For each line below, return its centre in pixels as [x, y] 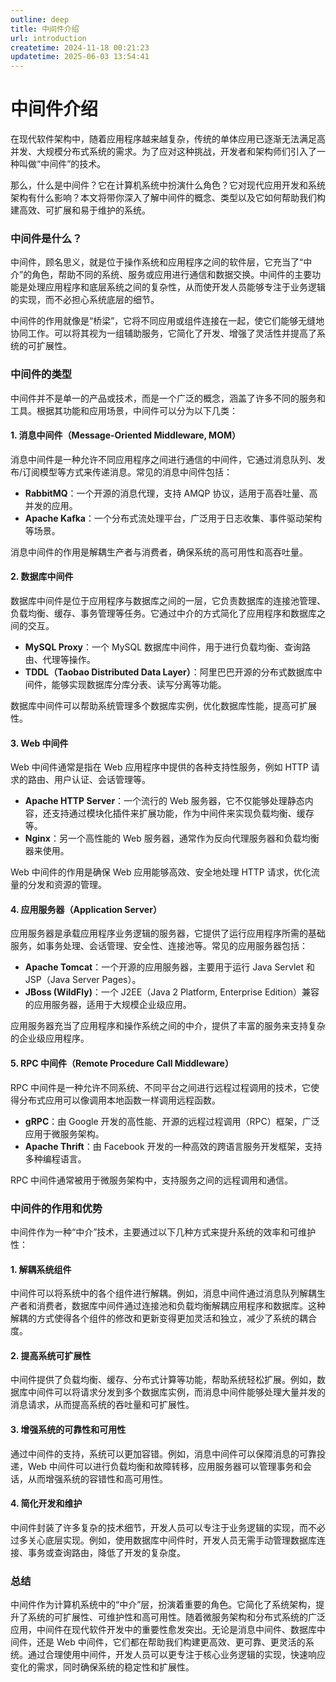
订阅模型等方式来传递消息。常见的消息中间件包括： [127, 472]
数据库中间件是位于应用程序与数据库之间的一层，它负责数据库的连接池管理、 [168, 601]
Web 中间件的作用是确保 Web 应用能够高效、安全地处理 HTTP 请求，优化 [161, 872]
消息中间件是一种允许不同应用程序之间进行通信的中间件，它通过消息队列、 [163, 459]
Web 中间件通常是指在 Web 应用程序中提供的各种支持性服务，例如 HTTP [159, 767]
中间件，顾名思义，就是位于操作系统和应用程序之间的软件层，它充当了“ [157, 262]
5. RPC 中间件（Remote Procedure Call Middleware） [122, 1063]
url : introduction [48, 38]
